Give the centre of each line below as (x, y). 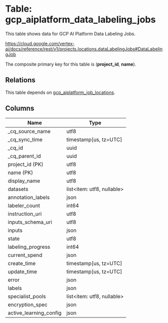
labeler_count (24, 205)
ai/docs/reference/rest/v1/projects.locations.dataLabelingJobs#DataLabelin (84, 49)
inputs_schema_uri (30, 222)
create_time (22, 263)
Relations (20, 80)
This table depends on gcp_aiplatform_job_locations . (60, 92)
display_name (24, 181)
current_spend (25, 255)
